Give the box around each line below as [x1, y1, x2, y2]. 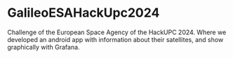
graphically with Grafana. [7, 43, 80, 51]
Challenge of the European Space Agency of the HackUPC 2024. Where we [7, 28, 227, 36]
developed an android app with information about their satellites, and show [7, 35, 224, 43]
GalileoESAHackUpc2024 [7, 5, 160, 21]
